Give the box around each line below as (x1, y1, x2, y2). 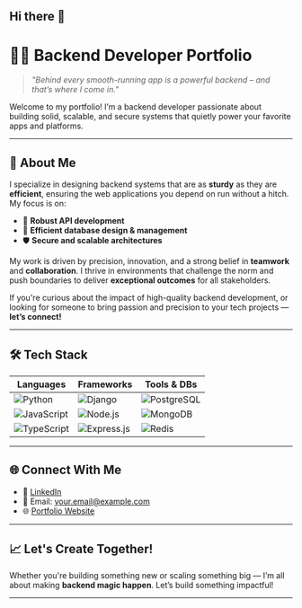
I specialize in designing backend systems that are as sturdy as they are (9, 179, 277, 189)
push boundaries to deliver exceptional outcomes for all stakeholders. (9, 275, 271, 286)
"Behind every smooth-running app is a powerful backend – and (31, 75, 271, 85)
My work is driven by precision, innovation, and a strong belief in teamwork (9, 256, 290, 267)
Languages (16, 378, 67, 391)
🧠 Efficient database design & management (22, 225, 188, 236)
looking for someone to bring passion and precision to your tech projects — (9, 302, 289, 313)
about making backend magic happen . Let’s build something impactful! (9, 579, 274, 590)
